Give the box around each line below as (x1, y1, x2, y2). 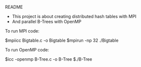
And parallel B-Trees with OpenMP (12, 19, 82, 24)
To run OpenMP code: (5, 47, 50, 52)
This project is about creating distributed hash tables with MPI (12, 14, 137, 19)
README (5, 4, 23, 10)
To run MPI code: (5, 28, 40, 33)
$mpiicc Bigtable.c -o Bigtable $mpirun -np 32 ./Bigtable (5, 37, 119, 43)
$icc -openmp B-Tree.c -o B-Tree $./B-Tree (5, 56, 92, 62)
